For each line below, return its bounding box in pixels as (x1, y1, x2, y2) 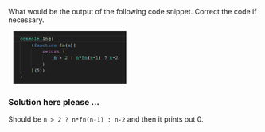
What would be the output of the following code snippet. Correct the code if (8, 7, 257, 16)
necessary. (8, 15, 45, 25)
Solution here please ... (8, 96, 100, 107)
